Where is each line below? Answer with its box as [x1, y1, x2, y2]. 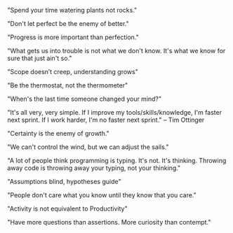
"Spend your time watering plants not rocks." [7, 6, 138, 14]
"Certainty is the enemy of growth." [7, 129, 110, 137]
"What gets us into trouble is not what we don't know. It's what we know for [7, 47, 226, 55]
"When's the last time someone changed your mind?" [7, 94, 162, 103]
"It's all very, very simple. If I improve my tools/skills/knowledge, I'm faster [7, 108, 222, 116]
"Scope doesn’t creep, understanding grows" [7, 68, 138, 76]
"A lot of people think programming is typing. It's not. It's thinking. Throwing [7, 157, 227, 164]
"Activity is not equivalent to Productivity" [7, 204, 128, 213]
